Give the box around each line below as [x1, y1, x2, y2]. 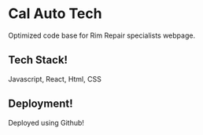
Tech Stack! [8, 53, 68, 67]
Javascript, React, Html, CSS [8, 74, 102, 83]
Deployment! [8, 97, 73, 111]
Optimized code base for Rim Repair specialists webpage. [8, 31, 195, 40]
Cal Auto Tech [8, 5, 102, 23]
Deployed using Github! [8, 118, 85, 127]
